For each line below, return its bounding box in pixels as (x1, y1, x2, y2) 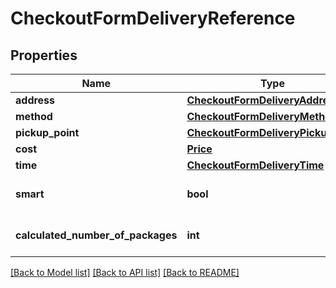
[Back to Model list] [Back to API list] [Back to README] (10, 267, 240, 278)
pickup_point (15, 126, 80, 139)
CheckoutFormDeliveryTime (186, 158, 325, 172)
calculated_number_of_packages (15, 228, 178, 242)
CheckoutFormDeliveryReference (10, 7, 296, 30)
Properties (10, 47, 78, 64)
